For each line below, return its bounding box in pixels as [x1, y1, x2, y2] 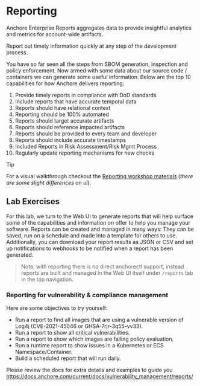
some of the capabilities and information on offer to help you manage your [6, 219, 191, 226]
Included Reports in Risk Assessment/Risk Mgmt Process [14, 143, 157, 150]
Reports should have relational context [14, 104, 111, 111]
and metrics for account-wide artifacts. [6, 30, 104, 37]
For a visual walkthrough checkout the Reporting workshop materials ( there [6, 172, 193, 179]
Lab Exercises [6, 196, 60, 207]
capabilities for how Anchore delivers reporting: [6, 80, 125, 87]
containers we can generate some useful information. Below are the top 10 [6, 73, 191, 80]
